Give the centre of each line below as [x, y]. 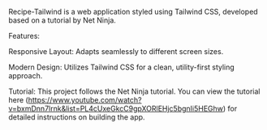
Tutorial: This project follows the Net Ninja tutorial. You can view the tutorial [134, 91]
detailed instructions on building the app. [77, 117]
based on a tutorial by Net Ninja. [62, 20]
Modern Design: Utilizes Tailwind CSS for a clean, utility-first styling [122, 67]
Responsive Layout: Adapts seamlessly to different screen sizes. [116, 51]
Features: [24, 36]
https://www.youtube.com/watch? [85, 100]
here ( [18, 100]
